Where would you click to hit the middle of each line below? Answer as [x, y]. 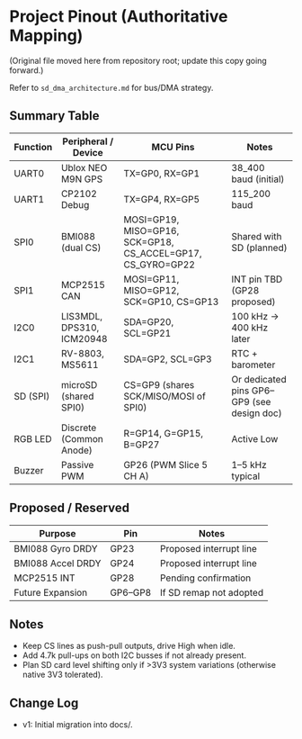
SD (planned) [259, 248]
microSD [80, 384]
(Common [82, 438]
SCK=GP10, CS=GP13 [171, 302]
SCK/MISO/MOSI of [165, 396]
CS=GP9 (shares [159, 384]
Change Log [44, 703]
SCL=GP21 [147, 333]
